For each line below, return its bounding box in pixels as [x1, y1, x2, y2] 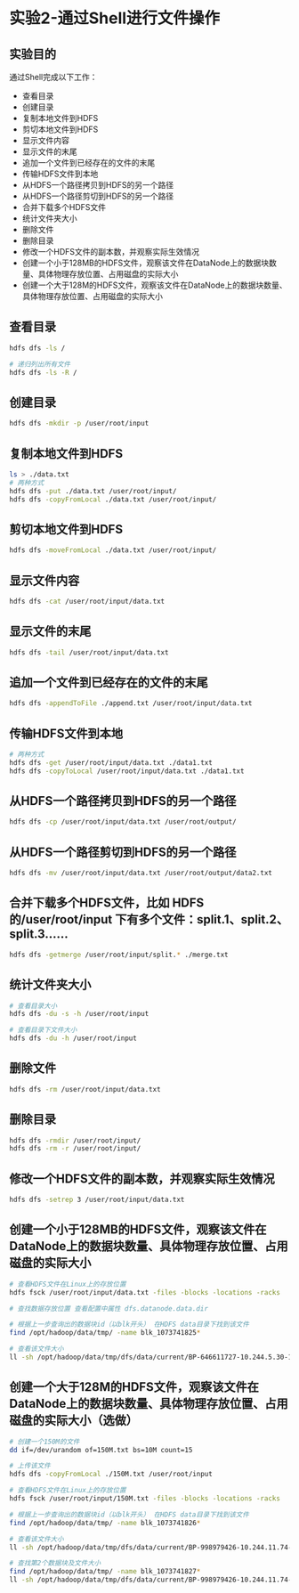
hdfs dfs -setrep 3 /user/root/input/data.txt [9, 1195, 185, 1205]
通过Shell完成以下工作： [9, 72, 98, 82]
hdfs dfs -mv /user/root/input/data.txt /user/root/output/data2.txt [9, 869, 273, 878]
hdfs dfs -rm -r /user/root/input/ [9, 1144, 141, 1153]
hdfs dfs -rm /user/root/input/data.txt [9, 1085, 162, 1093]
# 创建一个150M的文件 [9, 1437, 80, 1446]
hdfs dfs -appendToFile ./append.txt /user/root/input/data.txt [9, 699, 253, 708]
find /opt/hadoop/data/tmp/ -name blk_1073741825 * [9, 1329, 201, 1337]
